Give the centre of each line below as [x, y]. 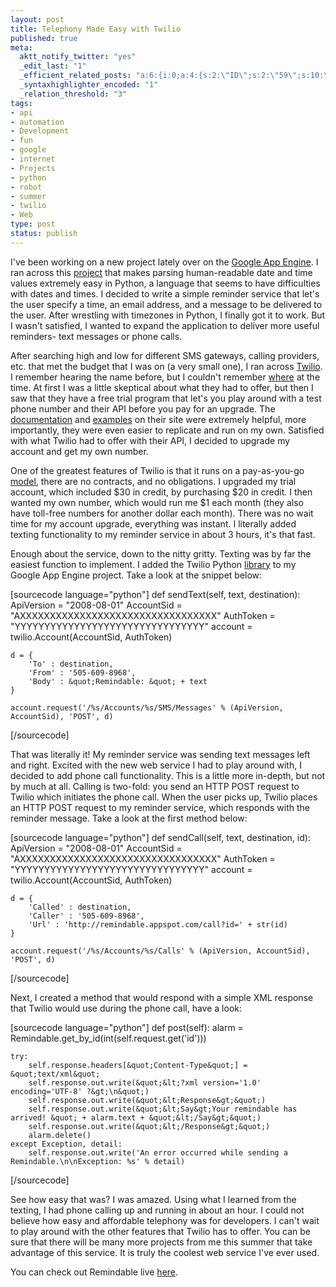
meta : [21, 47]
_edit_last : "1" [53, 66]
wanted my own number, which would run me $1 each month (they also [157, 502]
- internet [33, 159]
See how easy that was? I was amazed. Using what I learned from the [153, 1199]
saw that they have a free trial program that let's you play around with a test [166, 398]
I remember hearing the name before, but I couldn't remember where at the [165, 377]
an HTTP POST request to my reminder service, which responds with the [160, 807]
